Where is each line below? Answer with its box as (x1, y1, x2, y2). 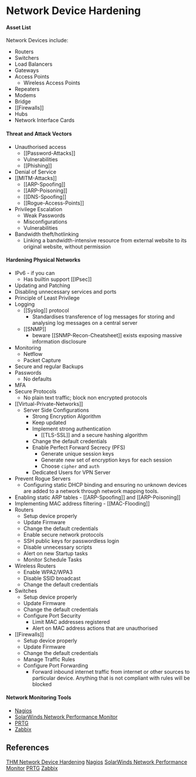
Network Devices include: (6, 37, 69, 44)
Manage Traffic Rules (23, 656, 75, 663)
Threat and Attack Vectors (6, 130, 72, 137)
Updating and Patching (14, 281, 70, 289)
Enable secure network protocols (23, 531, 104, 538)
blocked (32, 680, 52, 687)
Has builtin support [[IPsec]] (23, 276, 92, 283)
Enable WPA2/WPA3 (23, 568, 73, 575)
